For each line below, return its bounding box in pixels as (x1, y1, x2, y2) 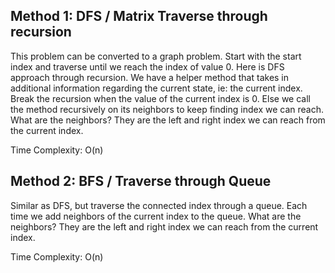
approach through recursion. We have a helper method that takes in (10, 71, 290, 83)
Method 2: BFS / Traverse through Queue (10, 173, 272, 190)
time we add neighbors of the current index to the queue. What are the (10, 210, 302, 222)
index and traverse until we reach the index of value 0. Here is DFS (10, 60, 285, 73)
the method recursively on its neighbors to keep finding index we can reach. (10, 103, 324, 115)
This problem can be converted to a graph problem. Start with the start (10, 50, 302, 62)
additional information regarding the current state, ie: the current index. (10, 82, 303, 94)
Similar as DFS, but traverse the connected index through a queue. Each (10, 199, 308, 211)
